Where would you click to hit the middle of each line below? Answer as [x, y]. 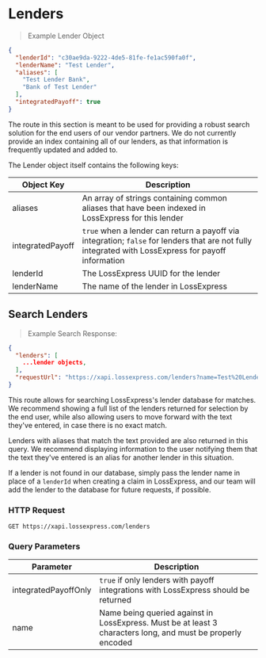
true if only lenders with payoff [156, 580]
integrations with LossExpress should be [174, 590]
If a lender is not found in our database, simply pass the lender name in [124, 472]
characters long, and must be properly [170, 633]
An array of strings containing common [154, 197]
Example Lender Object [66, 36]
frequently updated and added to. [63, 149]
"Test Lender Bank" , [56, 80]
